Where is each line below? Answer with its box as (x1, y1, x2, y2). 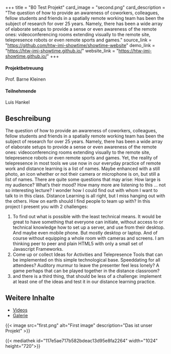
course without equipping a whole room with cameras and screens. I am (12, 235, 164, 242)
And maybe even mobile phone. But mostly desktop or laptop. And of (12, 230, 158, 236)
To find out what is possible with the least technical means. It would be (12, 214, 161, 220)
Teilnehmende (5, 88, 37, 94)
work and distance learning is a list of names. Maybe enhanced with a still (5, 166, 160, 172)
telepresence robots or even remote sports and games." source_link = (5, 37, 152, 43)
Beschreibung (5, 114, 51, 123)
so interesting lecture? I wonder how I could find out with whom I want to (5, 187, 158, 194)
